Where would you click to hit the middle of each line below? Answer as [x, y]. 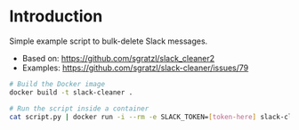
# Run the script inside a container [79, 109]
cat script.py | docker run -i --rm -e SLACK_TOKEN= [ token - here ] [133, 117]
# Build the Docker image [57, 84]
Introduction [56, 16]
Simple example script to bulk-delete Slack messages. [109, 41]
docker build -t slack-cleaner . [71, 92]
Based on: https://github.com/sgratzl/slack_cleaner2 [118, 58]
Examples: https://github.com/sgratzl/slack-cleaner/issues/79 [135, 68]
